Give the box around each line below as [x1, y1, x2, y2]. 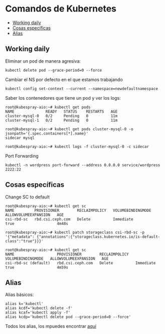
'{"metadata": [5, 234, 35, 239]
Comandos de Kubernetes [5, 3, 117, 15]
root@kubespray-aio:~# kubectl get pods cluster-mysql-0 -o [5, 126, 134, 132]
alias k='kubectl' [5, 301, 44, 306]
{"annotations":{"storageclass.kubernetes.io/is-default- [37, 234, 160, 239]
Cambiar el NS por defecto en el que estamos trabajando [5, 76, 123, 83]
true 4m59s [5, 265, 69, 270]
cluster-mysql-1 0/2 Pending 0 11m [5, 118, 118, 123]
